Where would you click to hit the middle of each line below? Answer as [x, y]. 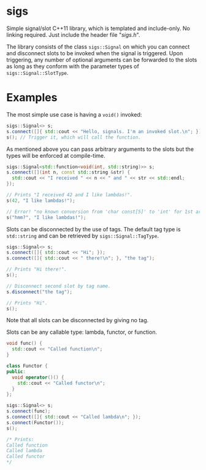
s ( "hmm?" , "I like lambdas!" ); [46, 217]
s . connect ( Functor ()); [35, 422]
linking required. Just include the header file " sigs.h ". [73, 34]
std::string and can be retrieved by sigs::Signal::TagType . [83, 236]
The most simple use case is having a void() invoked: [74, 114]
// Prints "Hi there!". [37, 269]
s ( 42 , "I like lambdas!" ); [41, 201]
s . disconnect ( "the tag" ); [39, 292]
